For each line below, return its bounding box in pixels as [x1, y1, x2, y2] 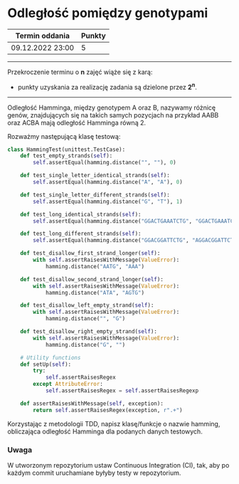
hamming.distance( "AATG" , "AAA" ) [45, 263, 144, 270]
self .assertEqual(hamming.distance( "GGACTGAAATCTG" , [33, 217, 193, 225]
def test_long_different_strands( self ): [20, 230, 142, 238]
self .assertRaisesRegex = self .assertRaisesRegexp [45, 387, 199, 394]
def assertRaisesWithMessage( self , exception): [20, 400, 164, 407]
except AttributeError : [33, 381, 103, 388]
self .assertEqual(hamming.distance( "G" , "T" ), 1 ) [33, 198, 183, 205]
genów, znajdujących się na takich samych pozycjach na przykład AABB [7, 110, 219, 119]
